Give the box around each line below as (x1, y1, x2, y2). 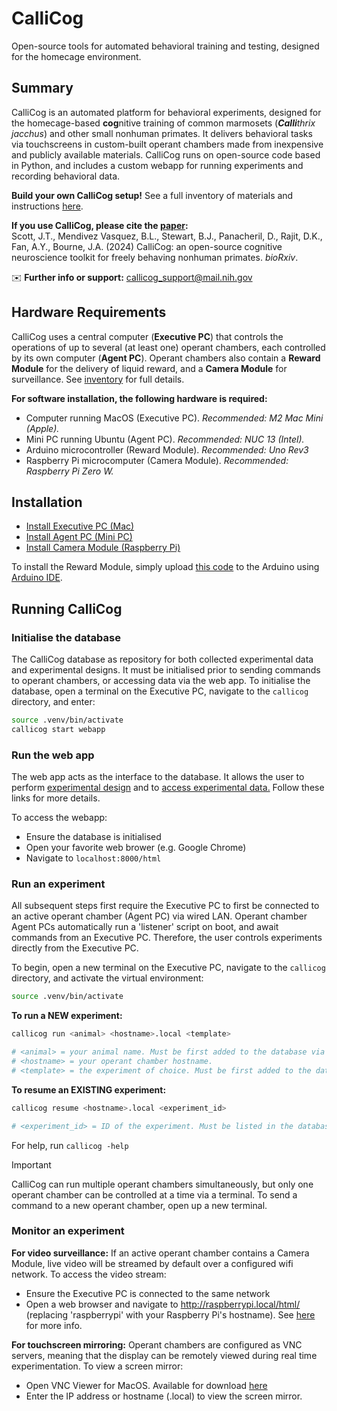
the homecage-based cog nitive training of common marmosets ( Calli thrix (11, 117, 316, 129)
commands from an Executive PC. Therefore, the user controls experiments (11, 932, 323, 944)
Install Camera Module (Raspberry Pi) (25, 542, 181, 554)
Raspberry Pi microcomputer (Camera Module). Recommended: (25, 454, 289, 466)
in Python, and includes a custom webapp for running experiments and (11, 159, 304, 171)
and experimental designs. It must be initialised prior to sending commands (11, 664, 321, 676)
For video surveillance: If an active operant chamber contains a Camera (11, 1247, 310, 1259)
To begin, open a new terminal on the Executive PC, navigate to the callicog (11, 962, 326, 974)
